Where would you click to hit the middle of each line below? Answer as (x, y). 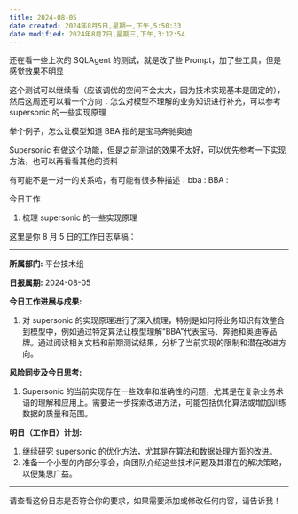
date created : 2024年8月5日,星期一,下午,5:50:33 (95, 26)
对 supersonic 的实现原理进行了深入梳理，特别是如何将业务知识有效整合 (153, 320)
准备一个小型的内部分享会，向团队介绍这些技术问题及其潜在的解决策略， (154, 463)
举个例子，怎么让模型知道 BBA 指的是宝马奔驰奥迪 (101, 131)
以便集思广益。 (49, 474)
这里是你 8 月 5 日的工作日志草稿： (73, 237)
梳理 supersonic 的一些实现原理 (79, 217)
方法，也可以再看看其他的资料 (63, 162)
